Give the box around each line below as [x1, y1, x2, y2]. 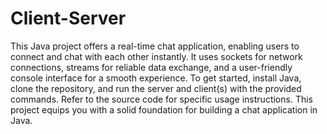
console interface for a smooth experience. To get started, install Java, [10, 72, 302, 84]
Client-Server [10, 7, 127, 30]
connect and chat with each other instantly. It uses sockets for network [10, 50, 303, 62]
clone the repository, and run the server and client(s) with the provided [10, 82, 302, 94]
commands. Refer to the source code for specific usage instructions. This [10, 93, 313, 105]
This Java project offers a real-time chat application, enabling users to [10, 40, 300, 52]
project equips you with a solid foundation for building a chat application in [10, 103, 318, 116]
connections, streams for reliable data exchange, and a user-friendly [10, 61, 293, 73]
